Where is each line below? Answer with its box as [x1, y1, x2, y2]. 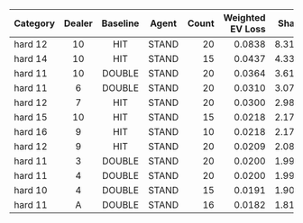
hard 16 [14, 126, 48, 138]
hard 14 [14, 53, 48, 65]
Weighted [223, 12, 266, 23]
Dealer [63, 17, 93, 30]
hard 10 [14, 184, 48, 196]
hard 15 [14, 111, 48, 123]
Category [14, 17, 56, 30]
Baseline [101, 17, 140, 30]
